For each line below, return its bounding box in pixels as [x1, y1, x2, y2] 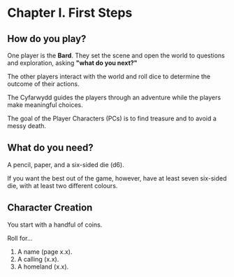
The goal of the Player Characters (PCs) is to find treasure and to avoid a [7, 114, 217, 122]
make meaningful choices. [7, 101, 83, 109]
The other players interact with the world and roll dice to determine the [7, 72, 211, 80]
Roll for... [7, 234, 33, 242]
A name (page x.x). [17, 247, 73, 256]
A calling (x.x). [17, 255, 59, 263]
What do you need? [7, 142, 94, 154]
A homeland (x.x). [17, 262, 69, 271]
